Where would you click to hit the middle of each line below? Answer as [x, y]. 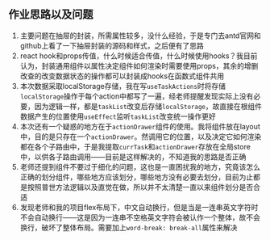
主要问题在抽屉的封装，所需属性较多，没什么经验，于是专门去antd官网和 [140, 36]
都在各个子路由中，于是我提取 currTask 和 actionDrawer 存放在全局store [135, 146]
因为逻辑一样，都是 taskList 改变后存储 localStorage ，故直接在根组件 [148, 106]
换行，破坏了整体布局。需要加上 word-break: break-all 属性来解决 [129, 227]
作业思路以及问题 [51, 15]
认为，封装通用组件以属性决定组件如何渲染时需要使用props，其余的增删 [139, 65]
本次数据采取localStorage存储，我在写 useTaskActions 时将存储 [123, 86]
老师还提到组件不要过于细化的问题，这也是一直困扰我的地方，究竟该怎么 [140, 166]
